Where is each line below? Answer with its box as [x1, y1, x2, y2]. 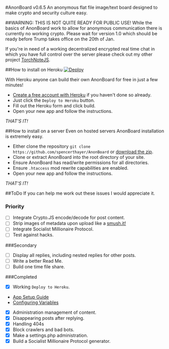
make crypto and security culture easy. [5, 10, 88, 16]
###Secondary [5, 242, 37, 248]
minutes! [5, 82, 24, 88]
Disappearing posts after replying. [12, 315, 85, 321]
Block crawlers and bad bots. [12, 327, 75, 333]
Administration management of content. [12, 309, 96, 315]
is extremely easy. [5, 133, 43, 139]
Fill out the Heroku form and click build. [12, 103, 96, 109]
